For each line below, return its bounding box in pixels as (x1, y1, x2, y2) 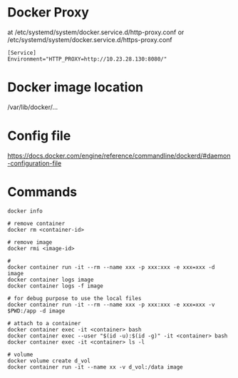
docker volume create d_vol (7, 357, 91, 364)
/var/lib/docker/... (7, 103, 58, 111)
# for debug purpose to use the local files (7, 295, 142, 302)
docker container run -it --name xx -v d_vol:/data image (7, 363, 183, 371)
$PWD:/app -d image (7, 307, 66, 315)
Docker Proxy (7, 4, 89, 21)
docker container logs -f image (7, 282, 103, 290)
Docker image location (7, 79, 144, 96)
